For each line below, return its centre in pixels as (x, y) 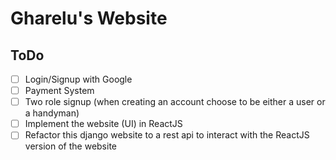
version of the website (71, 146)
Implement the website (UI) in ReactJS (103, 124)
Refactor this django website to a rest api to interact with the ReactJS (167, 135)
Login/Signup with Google (78, 79)
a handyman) (52, 113)
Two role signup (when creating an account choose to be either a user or (175, 102)
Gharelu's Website (89, 18)
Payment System (59, 91)
